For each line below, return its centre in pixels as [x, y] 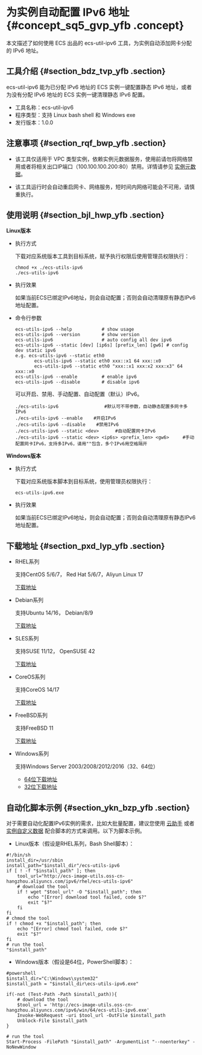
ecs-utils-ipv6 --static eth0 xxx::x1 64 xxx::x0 [98, 361]
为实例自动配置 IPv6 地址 [68, 12]
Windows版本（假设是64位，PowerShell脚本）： [74, 962]
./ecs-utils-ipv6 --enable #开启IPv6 [65, 418]
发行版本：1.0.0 [34, 122]
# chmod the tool [28, 918]
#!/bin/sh [19, 855]
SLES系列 [27, 639]
